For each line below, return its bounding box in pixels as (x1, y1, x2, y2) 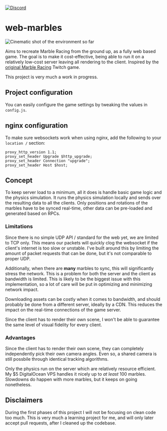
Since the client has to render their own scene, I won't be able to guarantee (5, 316, 160, 322)
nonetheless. (5, 382, 32, 388)
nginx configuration (5, 121, 68, 130)
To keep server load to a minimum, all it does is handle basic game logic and (5, 190, 162, 196)
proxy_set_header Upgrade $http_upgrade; (5, 154, 93, 159)
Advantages (5, 334, 36, 341)
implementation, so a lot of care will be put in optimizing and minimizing (5, 281, 153, 287)
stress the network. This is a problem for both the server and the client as (5, 270, 156, 276)
